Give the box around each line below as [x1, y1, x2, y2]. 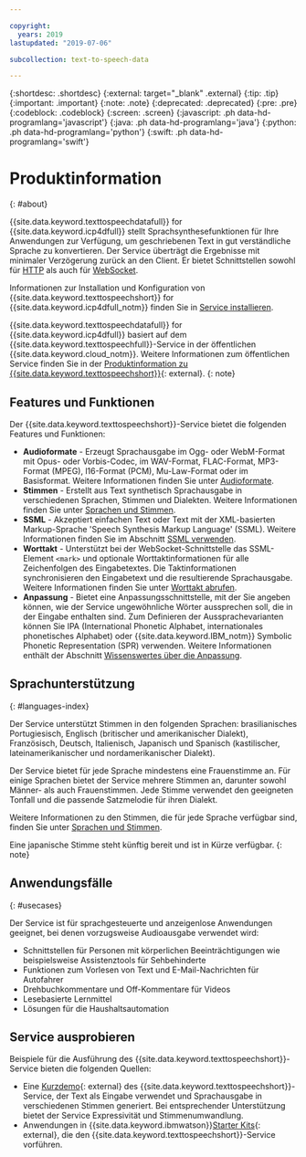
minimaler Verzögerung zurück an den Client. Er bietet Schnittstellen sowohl [9, 255, 296, 266]
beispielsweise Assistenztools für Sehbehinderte [22, 954, 206, 965]
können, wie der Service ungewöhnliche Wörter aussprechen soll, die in [22, 602, 294, 612]
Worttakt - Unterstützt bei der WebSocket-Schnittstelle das [22, 543, 248, 553]
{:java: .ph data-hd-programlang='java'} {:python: [109, 117, 297, 128]
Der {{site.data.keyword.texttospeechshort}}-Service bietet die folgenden [9, 419, 287, 429]
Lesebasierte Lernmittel [22, 993, 112, 1004]
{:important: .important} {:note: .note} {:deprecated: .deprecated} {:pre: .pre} [9, 98, 298, 109]
